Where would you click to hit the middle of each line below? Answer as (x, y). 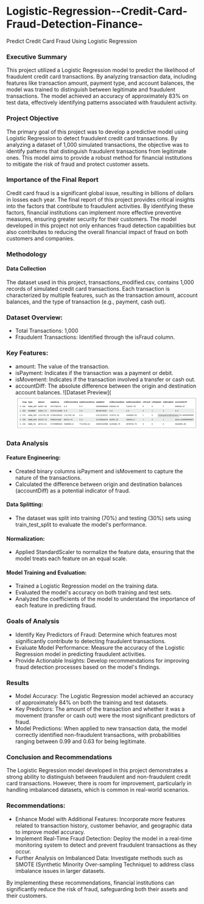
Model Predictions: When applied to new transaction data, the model (101, 728)
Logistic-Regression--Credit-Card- (97, 11)
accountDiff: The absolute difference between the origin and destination (106, 386)
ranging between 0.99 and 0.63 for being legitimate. (80, 741)
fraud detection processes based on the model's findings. (88, 667)
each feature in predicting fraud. (56, 605)
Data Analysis (27, 443)
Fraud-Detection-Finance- (75, 24)
